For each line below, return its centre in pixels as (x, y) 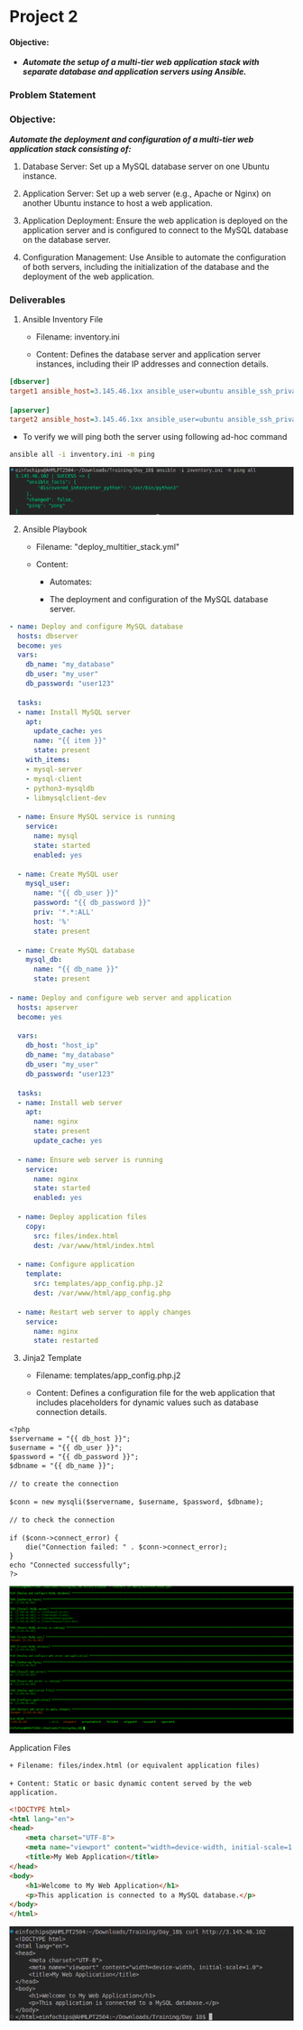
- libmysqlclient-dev (66, 798)
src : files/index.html (76, 1236)
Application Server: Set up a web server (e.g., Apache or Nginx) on (147, 193)
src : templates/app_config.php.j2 (98, 1284)
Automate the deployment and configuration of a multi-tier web (132, 139)
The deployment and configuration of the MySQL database (159, 599)
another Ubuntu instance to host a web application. (118, 203)
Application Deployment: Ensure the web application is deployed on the (155, 220)
